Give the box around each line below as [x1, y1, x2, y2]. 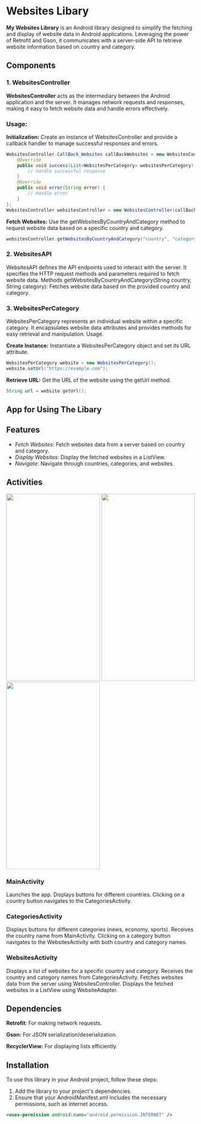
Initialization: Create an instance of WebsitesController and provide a [6, 133, 178, 140]
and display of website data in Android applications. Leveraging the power [6, 30, 190, 37]
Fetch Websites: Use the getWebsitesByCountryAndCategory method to [6, 217, 185, 225]
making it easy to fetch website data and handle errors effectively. [6, 105, 169, 112]
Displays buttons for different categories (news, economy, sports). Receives [6, 926, 194, 933]
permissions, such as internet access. [14, 1101, 109, 1108]
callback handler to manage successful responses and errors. [6, 140, 159, 147]
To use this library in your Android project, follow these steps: [6, 1076, 158, 1083]
